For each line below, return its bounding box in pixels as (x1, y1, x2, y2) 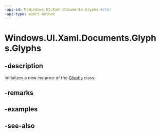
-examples (4, 105, 38, 114)
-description (4, 62, 43, 70)
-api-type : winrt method (4, 12, 55, 16)
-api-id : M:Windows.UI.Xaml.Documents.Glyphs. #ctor (4, 7, 111, 12)
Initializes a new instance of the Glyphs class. (4, 74, 96, 80)
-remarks (4, 89, 34, 97)
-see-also (4, 121, 35, 130)
